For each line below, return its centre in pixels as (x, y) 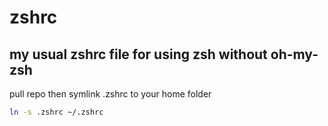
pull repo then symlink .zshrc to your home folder (110, 94)
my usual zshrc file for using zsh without (138, 54)
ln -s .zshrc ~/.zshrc (56, 112)
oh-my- (294, 54)
